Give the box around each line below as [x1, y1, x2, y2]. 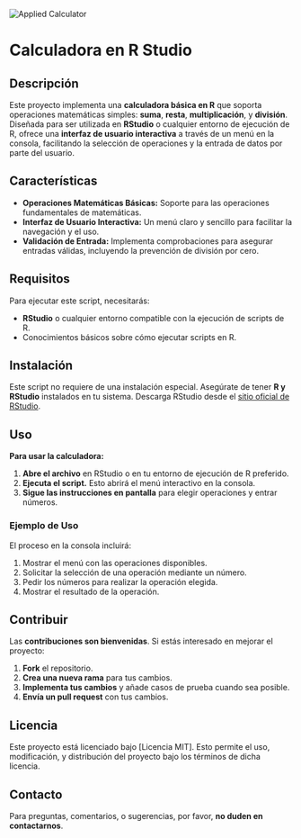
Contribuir [9, 612, 69, 627]
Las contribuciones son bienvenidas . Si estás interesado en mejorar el [9, 635, 274, 647]
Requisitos [9, 271, 70, 287]
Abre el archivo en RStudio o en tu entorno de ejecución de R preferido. [22, 468, 289, 479]
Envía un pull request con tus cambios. [22, 691, 169, 702]
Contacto [9, 787, 63, 802]
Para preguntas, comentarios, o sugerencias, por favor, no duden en [9, 810, 263, 821]
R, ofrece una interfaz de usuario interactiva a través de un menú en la [9, 129, 275, 139]
